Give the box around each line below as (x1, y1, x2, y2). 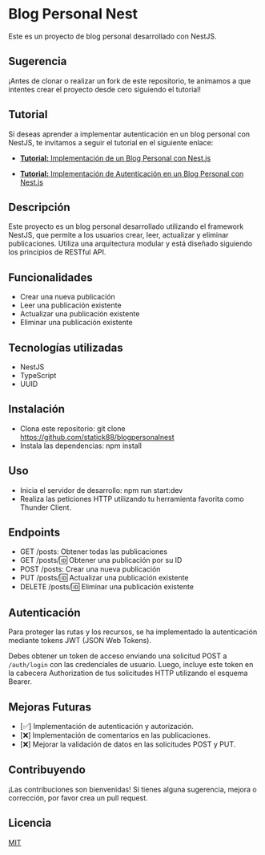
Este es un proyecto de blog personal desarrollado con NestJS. (8, 31, 218, 41)
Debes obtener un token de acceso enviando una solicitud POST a (8, 651, 227, 661)
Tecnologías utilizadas (8, 340, 123, 354)
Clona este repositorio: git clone (19, 423, 126, 434)
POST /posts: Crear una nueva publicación (19, 564, 161, 574)
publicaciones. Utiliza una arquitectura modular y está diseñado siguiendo (8, 238, 253, 249)
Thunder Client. (19, 503, 72, 512)
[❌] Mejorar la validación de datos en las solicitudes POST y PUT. (19, 739, 236, 749)
